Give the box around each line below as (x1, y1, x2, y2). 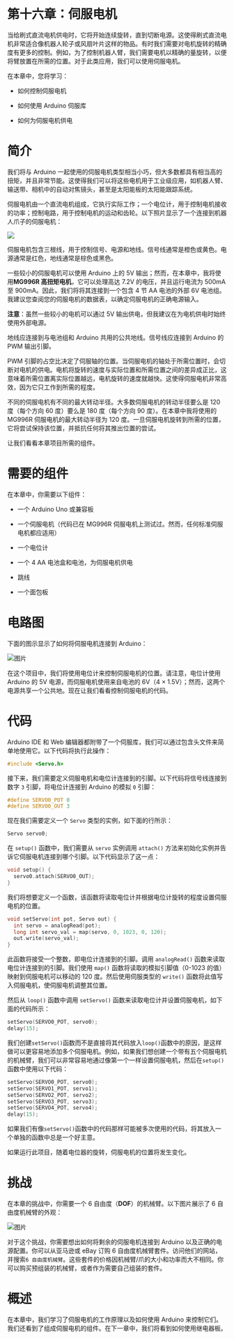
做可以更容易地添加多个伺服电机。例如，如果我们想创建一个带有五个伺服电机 (7, 1047, 227, 1055)
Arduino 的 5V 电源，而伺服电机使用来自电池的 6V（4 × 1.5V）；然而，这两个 (7, 677, 226, 686)
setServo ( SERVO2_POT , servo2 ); (7, 1091, 98, 1098)
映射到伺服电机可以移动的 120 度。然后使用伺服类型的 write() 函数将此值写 (7, 972, 223, 981)
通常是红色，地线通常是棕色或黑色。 (13, 254, 117, 262)
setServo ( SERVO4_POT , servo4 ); (7, 1105, 98, 1112)
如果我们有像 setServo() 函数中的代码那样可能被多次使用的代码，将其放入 (7, 1124, 216, 1133)
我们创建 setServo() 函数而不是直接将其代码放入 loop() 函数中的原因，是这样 (7, 1038, 222, 1047)
